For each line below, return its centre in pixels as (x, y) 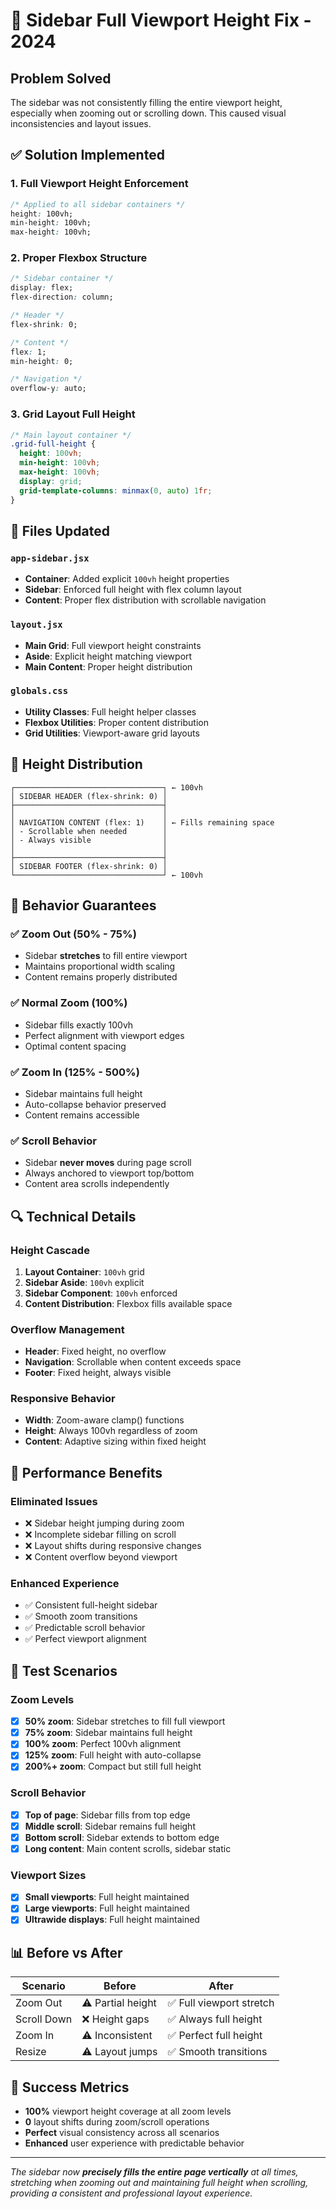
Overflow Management (67, 1329)
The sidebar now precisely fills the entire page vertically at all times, (154, 2172)
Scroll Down (44, 2019)
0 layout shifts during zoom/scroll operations (117, 2122)
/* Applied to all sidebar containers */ (98, 204)
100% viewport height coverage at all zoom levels (128, 2111)
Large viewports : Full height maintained (107, 1908)
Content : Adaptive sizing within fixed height (115, 1441)
